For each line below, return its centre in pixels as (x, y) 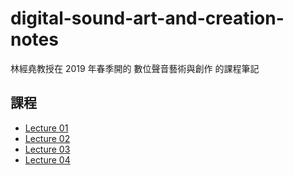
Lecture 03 (47, 149)
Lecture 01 (46, 128)
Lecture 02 (47, 138)
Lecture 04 (47, 159)
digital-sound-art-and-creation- (147, 18)
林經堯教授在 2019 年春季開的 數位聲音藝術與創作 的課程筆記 (135, 68)
